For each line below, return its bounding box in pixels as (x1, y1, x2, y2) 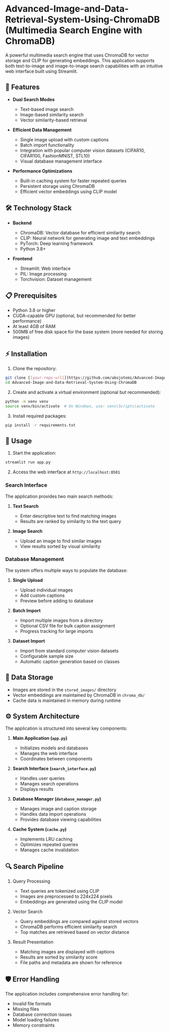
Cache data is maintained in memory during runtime (12, 697, 121, 703)
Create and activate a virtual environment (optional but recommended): (12, 389, 161, 395)
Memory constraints (12, 1022, 55, 1028)
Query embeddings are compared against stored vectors (20, 919, 139, 925)
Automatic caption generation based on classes (20, 658, 120, 664)
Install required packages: (12, 413, 67, 419)
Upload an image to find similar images (20, 538, 102, 544)
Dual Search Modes (12, 96, 55, 102)
